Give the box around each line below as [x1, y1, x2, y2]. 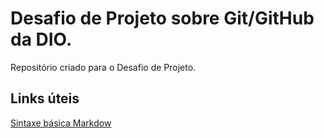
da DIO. [10, 28, 73, 51]
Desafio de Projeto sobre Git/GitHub [10, 7, 315, 30]
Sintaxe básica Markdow [10, 117, 112, 129]
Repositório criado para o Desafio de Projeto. [10, 61, 197, 73]
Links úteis [10, 90, 80, 107]
